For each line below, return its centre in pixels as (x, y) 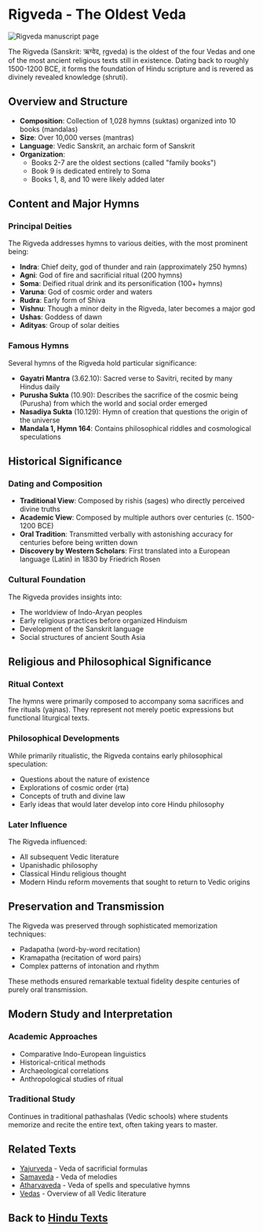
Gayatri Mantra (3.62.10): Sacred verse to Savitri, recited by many (126, 378)
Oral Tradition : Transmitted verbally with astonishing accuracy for (126, 534)
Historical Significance (65, 462)
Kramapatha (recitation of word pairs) (80, 958)
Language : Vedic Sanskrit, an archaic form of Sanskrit (107, 145)
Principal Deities (40, 226)
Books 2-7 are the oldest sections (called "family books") (124, 162)
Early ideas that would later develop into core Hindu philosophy (122, 804)
